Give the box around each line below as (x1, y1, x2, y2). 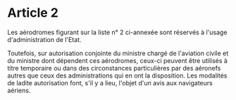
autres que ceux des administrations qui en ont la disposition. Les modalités (7, 71, 228, 80)
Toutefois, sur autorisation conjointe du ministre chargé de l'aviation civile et (7, 49, 229, 57)
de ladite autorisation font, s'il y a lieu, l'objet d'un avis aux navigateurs (7, 78, 213, 87)
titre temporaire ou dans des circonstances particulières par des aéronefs (7, 64, 221, 72)
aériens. (7, 86, 31, 94)
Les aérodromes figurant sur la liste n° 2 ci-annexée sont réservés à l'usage (7, 28, 228, 36)
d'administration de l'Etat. (7, 35, 82, 43)
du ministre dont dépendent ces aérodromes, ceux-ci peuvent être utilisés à (7, 56, 228, 64)
